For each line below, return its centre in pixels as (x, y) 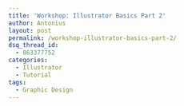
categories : (28, 61)
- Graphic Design (44, 90)
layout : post (30, 30)
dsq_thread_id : (34, 45)
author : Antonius (37, 23)
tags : (17, 82)
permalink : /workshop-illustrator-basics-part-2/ (93, 38)
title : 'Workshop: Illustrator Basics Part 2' (87, 16)
